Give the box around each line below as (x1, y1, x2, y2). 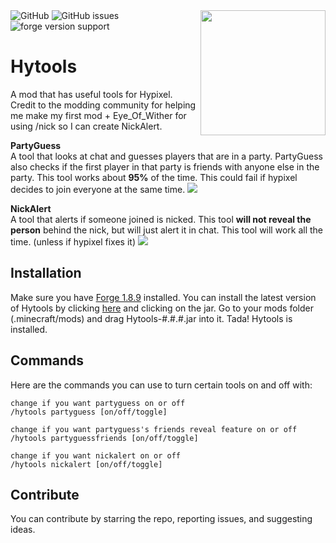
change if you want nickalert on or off (10, 450, 182, 461)
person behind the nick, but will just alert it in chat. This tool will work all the (10, 224, 324, 236)
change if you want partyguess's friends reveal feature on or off (10, 424, 298, 434)
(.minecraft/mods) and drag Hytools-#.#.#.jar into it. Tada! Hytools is (10, 312, 293, 324)
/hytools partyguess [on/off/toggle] (10, 407, 168, 417)
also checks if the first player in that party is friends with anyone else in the (10, 160, 320, 173)
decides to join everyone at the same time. (10, 183, 186, 195)
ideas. (10, 524, 36, 536)
